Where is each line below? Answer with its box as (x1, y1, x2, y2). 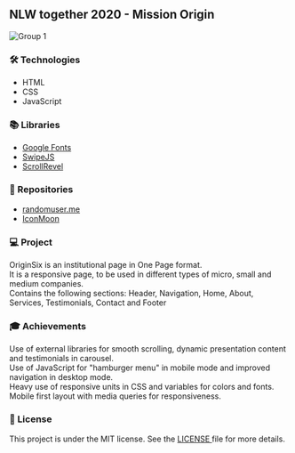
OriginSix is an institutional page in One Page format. (9, 260, 203, 270)
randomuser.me (21, 204, 81, 214)
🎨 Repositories (9, 183, 74, 196)
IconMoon (21, 213, 60, 223)
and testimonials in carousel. (9, 353, 114, 364)
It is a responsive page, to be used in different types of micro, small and (9, 269, 272, 279)
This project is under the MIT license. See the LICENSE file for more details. (9, 433, 286, 444)
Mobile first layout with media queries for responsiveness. (9, 391, 222, 401)
